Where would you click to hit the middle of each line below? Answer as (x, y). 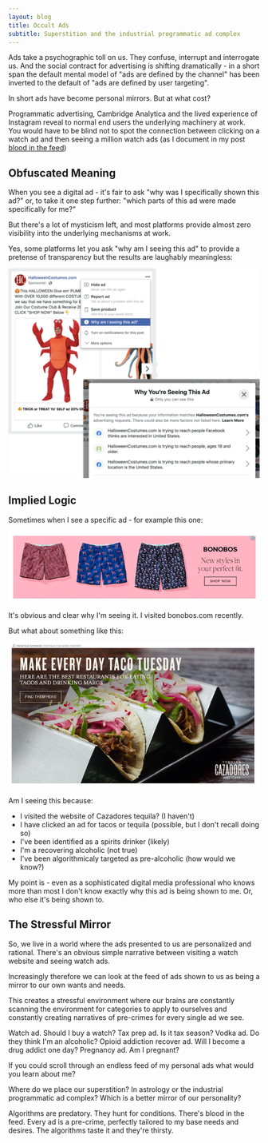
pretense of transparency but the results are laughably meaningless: (120, 257)
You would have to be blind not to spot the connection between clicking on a (134, 131)
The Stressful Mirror (60, 924)
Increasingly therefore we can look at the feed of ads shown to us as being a (134, 976)
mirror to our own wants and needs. (67, 985)
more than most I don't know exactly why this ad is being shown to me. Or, (131, 890)
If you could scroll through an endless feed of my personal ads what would (131, 1065)
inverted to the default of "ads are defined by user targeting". (109, 83)
